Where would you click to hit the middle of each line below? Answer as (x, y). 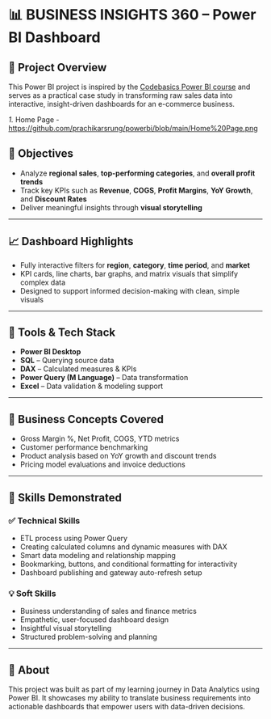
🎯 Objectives (41, 154)
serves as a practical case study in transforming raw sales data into (121, 95)
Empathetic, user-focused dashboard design (94, 620)
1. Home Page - (34, 120)
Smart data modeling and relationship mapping (98, 555)
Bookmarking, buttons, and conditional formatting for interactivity (129, 564)
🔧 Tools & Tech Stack (62, 333)
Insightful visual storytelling (66, 628)
